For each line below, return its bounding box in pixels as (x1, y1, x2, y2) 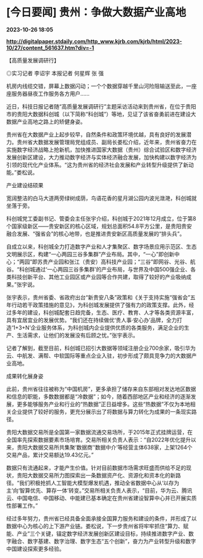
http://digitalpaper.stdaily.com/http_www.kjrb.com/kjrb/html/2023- (6, 38, 182, 45)
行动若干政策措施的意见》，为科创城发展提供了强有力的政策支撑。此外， (11, 301, 189, 308)
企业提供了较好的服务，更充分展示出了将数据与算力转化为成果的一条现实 (11, 408, 192, 415)
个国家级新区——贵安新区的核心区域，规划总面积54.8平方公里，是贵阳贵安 (6, 222, 192, 230)
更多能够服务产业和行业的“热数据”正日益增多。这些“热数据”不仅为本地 (16, 400, 190, 408)
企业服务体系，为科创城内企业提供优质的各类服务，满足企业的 (30, 324, 184, 331)
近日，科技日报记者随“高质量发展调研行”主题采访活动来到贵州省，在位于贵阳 (6, 102, 196, 110)
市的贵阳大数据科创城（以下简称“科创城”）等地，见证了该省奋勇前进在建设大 (6, 110, 196, 118)
